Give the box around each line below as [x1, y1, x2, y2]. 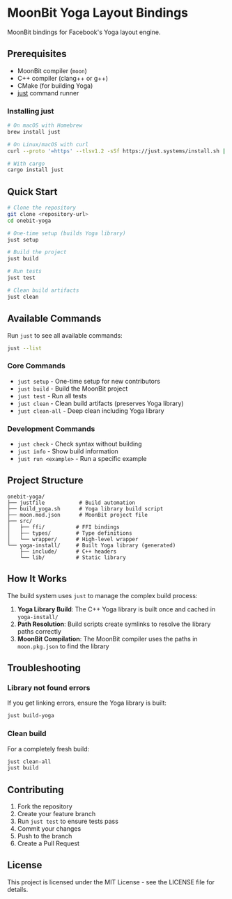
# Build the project [7, 249, 68, 256]
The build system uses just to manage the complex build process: [7, 591, 198, 600]
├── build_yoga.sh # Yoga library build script [7, 505, 164, 513]
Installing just [7, 106, 54, 116]
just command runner [17, 88, 79, 97]
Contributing [7, 783, 64, 795]
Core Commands [7, 361, 66, 370]
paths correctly [17, 627, 61, 635]
